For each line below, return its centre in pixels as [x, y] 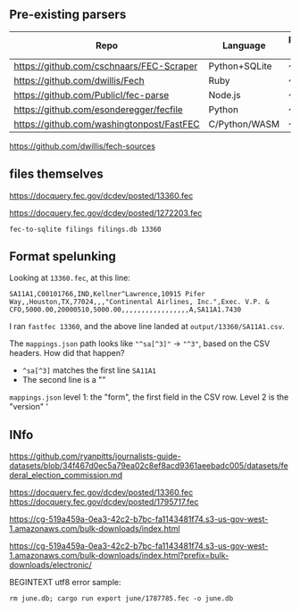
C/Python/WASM [244, 124]
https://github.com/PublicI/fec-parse [92, 95]
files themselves [57, 174]
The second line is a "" [64, 380]
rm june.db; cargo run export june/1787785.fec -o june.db [121, 599]
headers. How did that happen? [67, 353]
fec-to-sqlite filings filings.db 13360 [86, 229]
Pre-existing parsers [68, 15]
